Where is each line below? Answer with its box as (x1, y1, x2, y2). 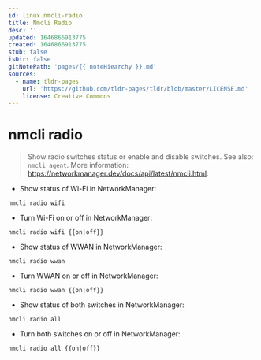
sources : (8, 70, 37, 78)
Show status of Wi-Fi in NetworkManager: (19, 184, 156, 194)
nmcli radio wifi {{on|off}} (8, 228, 104, 236)
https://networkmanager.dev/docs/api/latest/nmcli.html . (27, 169, 209, 178)
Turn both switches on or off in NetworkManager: (19, 329, 181, 339)
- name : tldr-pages (15, 77, 80, 85)
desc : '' (8, 26, 37, 34)
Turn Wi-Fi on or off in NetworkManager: (19, 213, 152, 223)
